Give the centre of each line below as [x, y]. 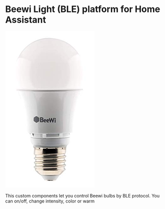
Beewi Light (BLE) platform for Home [83, 9]
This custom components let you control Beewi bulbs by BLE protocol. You [82, 195]
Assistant [26, 20]
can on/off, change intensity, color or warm [50, 201]
